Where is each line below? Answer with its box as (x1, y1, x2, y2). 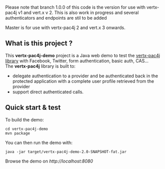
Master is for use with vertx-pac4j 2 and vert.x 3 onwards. (5, 25, 125, 31)
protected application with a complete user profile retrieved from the (12, 78, 154, 84)
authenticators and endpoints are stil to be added (5, 15, 107, 21)
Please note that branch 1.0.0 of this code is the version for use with (5, 5, 146, 10)
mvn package (5, 130, 30, 136)
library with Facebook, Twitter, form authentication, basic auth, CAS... (5, 58, 149, 64)
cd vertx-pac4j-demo (5, 126, 49, 131)
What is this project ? (5, 39, 73, 48)
